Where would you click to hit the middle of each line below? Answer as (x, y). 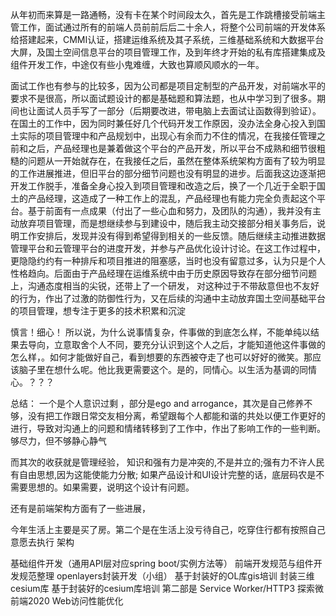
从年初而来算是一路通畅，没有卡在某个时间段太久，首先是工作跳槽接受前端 (163, 14)
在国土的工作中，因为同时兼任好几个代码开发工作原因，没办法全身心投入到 (163, 123)
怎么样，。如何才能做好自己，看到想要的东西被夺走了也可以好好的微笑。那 (161, 357)
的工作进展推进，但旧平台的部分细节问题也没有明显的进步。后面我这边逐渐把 (168, 173)
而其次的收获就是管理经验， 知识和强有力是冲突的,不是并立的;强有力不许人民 (167, 462)
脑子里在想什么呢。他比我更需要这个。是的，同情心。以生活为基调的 (159, 369)
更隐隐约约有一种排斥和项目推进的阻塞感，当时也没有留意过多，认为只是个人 (168, 261)
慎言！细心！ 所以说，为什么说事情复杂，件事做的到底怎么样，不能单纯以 (160, 332)
